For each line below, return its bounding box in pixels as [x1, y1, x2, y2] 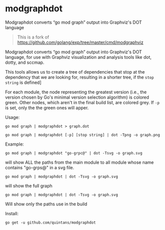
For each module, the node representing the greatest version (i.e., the [5, 89, 147, 95]
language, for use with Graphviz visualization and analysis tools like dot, [5, 54, 152, 60]
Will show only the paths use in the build [5, 201, 87, 207]
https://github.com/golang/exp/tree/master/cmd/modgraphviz [17, 39, 144, 45]
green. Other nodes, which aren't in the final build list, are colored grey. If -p [5, 99, 160, 105]
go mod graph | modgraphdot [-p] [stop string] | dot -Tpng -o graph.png [5, 132, 161, 137]
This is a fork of [17, 34, 49, 40]
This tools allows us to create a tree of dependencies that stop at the [5, 69, 145, 75]
